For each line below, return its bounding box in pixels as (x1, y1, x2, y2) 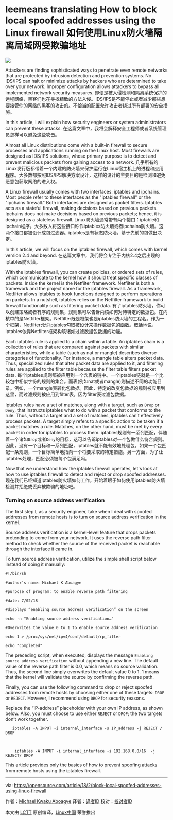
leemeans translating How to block (5, 4, 157, 15)
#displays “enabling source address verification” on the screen (5, 607, 148, 613)
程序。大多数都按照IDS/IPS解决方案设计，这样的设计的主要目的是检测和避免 (5, 171, 166, 178)
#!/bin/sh (5, 571, 27, 577)
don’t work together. (5, 716, 49, 722)
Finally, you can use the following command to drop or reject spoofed (5, 684, 153, 690)
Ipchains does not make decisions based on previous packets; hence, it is (5, 210, 162, 217)
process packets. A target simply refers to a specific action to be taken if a (5, 418, 163, 424)
